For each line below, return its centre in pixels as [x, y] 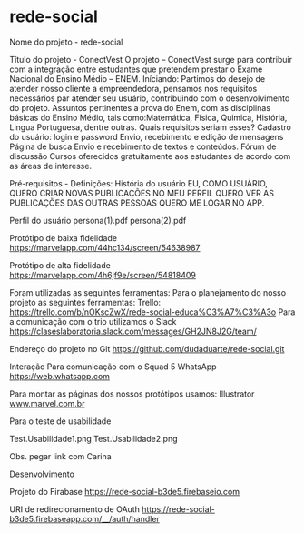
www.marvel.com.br [47, 403]
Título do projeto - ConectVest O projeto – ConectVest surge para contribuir [151, 59]
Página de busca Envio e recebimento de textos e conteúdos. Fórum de [143, 146]
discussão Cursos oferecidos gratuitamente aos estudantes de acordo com [150, 156]
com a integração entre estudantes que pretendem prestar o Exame [136, 69]
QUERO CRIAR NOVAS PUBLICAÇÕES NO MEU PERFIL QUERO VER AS [142, 193]
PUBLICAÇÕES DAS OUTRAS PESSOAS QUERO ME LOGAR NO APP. [137, 203]
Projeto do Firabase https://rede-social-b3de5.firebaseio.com [125, 491]
